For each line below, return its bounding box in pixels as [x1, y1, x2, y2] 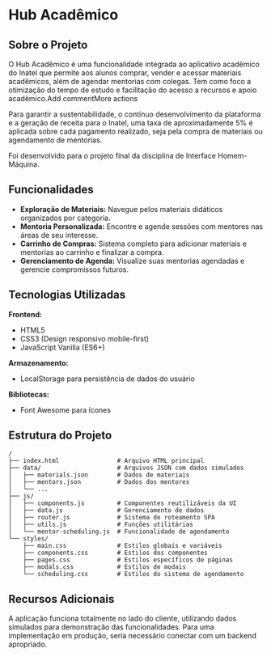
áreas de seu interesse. [19, 230, 99, 239]
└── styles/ [8, 535, 49, 543]
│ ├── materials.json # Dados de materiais [8, 471, 190, 479]
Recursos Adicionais [8, 592, 115, 606]
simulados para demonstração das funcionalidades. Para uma [8, 622, 214, 632]
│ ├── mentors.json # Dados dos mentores [8, 478, 190, 486]
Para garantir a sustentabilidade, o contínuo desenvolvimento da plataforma [8, 109, 261, 119]
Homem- [217, 151, 248, 160]
